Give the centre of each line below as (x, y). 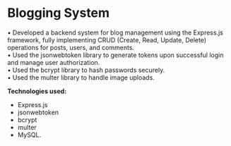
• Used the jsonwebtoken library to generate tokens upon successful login (115, 55)
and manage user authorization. (54, 62)
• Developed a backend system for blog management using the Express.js (115, 32)
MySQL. (29, 135)
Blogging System (59, 13)
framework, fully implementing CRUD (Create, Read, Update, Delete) (107, 39)
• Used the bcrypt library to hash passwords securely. (86, 70)
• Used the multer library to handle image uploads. (81, 77)
